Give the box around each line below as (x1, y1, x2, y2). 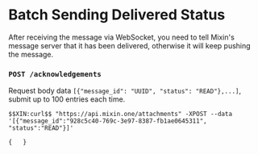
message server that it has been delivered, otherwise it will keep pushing (8, 40, 252, 50)
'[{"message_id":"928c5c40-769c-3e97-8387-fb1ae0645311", (8, 117, 207, 126)
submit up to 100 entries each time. (8, 94, 126, 104)
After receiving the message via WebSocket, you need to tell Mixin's (8, 32, 235, 42)
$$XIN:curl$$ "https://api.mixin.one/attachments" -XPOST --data (8, 110, 232, 119)
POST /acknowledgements (8, 69, 102, 78)
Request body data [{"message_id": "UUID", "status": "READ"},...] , (8, 86, 242, 96)
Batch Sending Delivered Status (8, 6, 226, 24)
